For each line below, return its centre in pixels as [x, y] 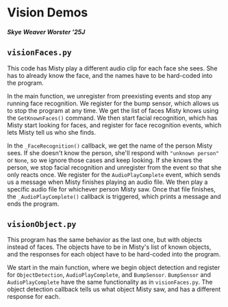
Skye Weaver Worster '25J [46, 31]
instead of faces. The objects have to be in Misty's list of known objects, [109, 247]
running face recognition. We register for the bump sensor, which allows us [113, 103]
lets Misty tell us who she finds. [52, 132]
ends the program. [33, 204]
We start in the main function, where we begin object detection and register [114, 267]
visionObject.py [42, 224]
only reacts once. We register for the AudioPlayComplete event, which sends [114, 174]
